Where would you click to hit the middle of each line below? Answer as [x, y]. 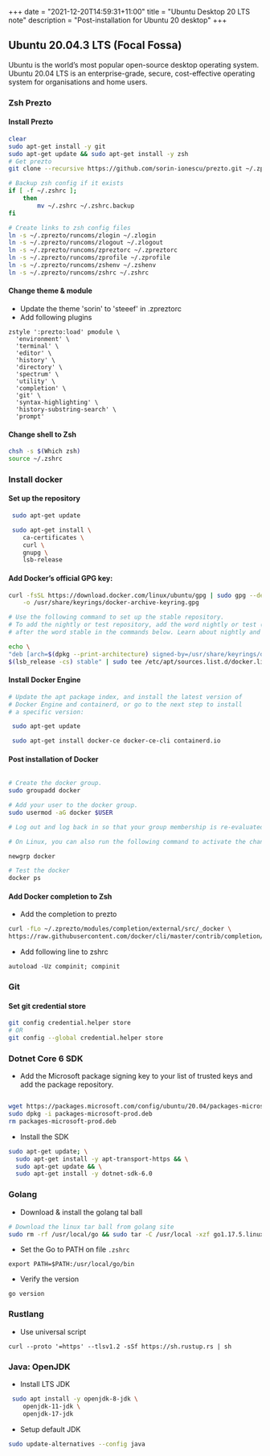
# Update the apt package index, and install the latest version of [125, 697]
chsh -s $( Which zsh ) [45, 451]
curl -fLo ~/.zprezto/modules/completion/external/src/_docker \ [120, 929]
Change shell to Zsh [42, 434]
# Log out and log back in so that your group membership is [113, 827]
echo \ [19, 647]
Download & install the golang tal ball [81, 1212]
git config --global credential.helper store [86, 1038]
